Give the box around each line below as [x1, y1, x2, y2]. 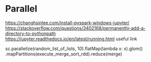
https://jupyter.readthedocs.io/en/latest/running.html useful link [5, 36, 137, 42]
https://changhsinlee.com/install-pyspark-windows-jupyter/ [5, 20, 130, 26]
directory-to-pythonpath [5, 30, 56, 36]
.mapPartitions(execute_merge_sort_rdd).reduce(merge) [5, 51, 123, 57]
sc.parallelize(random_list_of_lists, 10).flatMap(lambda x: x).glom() [5, 45, 143, 51]
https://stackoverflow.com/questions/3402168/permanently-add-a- [5, 25, 146, 31]
